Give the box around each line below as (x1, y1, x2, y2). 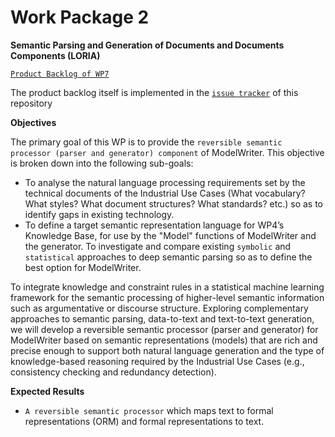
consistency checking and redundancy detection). (10, 366, 217, 378)
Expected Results (10, 385, 85, 397)
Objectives (10, 116, 57, 128)
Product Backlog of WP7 (10, 69, 110, 79)
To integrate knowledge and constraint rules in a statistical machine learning (10, 281, 325, 293)
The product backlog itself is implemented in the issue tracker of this (10, 86, 299, 98)
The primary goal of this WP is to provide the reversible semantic (10, 136, 283, 148)
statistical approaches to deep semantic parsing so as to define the (24, 251, 313, 263)
